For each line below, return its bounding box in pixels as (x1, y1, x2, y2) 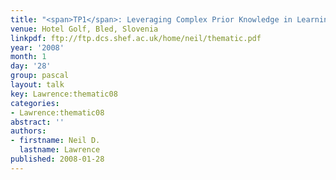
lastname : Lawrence (19, 145, 101, 155)
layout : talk (10, 80, 65, 90)
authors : (10, 126, 47, 136)
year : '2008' (10, 42, 65, 53)
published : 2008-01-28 (10, 154, 105, 164)
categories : (10, 98, 60, 108)
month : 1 (10, 52, 47, 62)
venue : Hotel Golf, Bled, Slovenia (10, 24, 159, 34)
